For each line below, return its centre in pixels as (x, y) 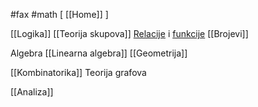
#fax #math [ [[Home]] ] (59, 14)
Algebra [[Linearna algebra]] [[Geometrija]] (99, 53)
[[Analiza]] (32, 92)
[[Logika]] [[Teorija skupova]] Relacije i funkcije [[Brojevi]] (129, 33)
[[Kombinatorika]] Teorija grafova (78, 72)
